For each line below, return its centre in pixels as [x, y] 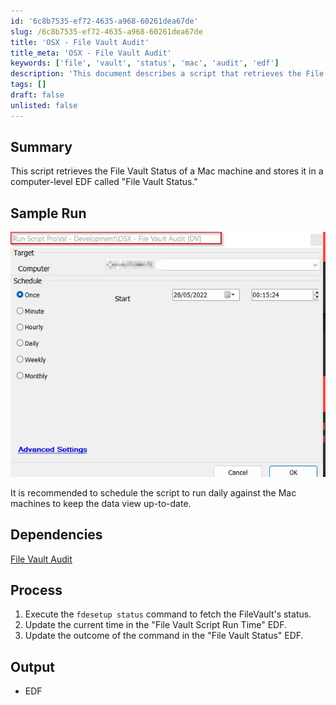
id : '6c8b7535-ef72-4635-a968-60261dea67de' [104, 21]
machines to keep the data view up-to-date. [101, 503]
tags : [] [28, 85]
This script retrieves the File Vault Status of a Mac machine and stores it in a [167, 171]
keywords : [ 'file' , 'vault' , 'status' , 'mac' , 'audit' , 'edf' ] [145, 63]
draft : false [37, 95]
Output [32, 666]
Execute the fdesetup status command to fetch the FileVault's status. [168, 614]
